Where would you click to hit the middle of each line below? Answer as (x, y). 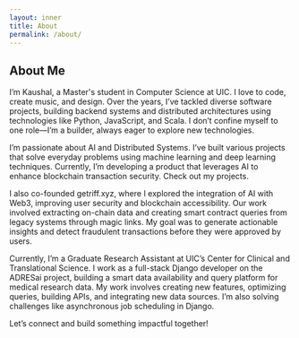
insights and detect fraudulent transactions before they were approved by (145, 232)
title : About (34, 26)
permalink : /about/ (46, 34)
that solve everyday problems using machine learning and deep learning (142, 157)
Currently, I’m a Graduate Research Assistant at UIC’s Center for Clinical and (150, 259)
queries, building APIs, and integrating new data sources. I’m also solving (144, 297)
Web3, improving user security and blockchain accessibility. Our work (138, 204)
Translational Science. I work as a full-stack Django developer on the (136, 268)
